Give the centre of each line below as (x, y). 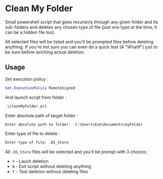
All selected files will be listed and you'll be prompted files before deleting (79, 41)
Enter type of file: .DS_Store (37, 143)
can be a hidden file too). (30, 32)
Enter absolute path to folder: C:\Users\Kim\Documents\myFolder (74, 125)
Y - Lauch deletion (30, 161)
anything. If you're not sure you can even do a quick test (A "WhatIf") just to (81, 47)
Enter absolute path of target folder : (42, 115)
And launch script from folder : (36, 97)
